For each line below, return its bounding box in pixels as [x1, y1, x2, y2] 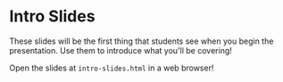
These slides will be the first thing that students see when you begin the [9, 36, 274, 46]
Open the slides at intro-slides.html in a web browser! [9, 62, 214, 73]
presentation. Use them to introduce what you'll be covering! [9, 45, 232, 55]
